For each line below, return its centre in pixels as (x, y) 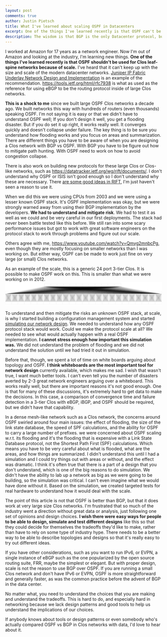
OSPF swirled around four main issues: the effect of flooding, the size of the (83, 422)
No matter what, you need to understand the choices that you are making (80, 594)
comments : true (21, 16)
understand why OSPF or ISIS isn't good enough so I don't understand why (82, 176)
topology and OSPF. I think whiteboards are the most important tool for (79, 365)
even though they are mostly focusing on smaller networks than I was (76, 248)
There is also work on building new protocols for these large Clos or (75, 166)
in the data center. (24, 584)
